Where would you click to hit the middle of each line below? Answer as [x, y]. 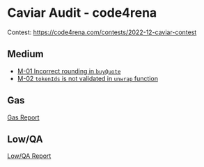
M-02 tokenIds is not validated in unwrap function [88, 78]
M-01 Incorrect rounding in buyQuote [69, 71]
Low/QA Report [29, 156]
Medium [25, 54]
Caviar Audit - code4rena [82, 13]
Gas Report [23, 117]
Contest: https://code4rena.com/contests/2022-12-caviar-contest [102, 32]
